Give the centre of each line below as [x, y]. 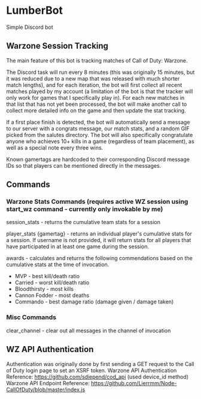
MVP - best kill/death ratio [47, 276]
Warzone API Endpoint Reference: [48, 383]
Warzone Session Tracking [57, 46]
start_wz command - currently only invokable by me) [85, 209]
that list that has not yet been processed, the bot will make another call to [97, 104]
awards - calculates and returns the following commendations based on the [99, 258]
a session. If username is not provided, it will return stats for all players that [99, 240]
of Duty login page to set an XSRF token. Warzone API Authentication [92, 370]
